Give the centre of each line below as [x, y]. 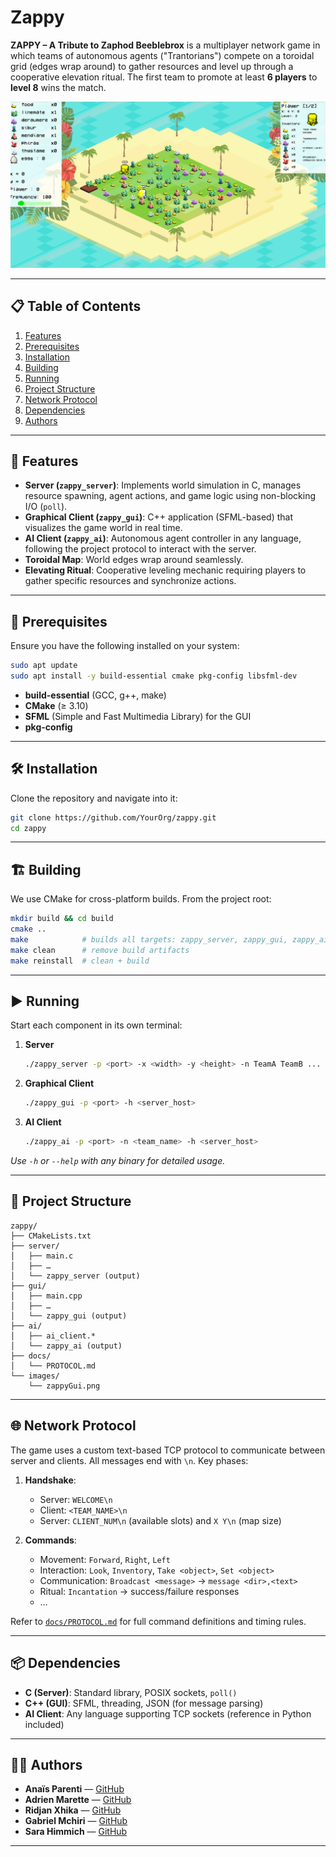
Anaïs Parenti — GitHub [74, 1789]
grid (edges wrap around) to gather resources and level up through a [152, 66]
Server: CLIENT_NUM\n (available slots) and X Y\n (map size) [160, 1520]
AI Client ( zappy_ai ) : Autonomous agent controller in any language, [163, 538]
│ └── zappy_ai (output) [66, 1346]
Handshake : [50, 1480]
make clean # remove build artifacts [100, 950]
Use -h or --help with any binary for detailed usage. [118, 1161]
